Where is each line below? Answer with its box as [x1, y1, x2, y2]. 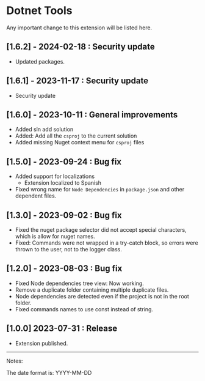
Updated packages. [15, 57, 65, 65]
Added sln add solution [15, 126, 74, 133]
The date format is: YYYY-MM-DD [6, 369, 92, 376]
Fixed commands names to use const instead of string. [15, 305, 154, 313]
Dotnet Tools [6, 4, 73, 18]
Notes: [6, 357, 23, 364]
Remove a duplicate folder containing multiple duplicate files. [15, 286, 169, 294]
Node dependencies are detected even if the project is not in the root [15, 292, 189, 300]
